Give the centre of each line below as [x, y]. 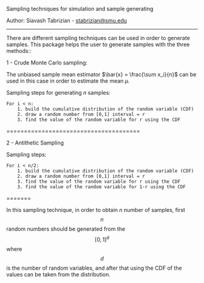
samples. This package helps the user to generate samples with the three [98, 44]
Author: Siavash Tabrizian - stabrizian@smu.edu [67, 20]
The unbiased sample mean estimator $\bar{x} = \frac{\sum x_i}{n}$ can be [101, 74]
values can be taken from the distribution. [58, 274]
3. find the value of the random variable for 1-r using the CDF [102, 187]
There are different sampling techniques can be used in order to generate [98, 38]
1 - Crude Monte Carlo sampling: [47, 63]
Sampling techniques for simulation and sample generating [80, 9]
